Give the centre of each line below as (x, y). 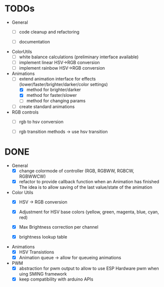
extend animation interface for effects (57, 79)
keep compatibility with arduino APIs (56, 279)
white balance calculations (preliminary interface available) (79, 57)
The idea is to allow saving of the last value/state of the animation (86, 187)
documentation (34, 42)
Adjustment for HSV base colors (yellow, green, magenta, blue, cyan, (89, 212)
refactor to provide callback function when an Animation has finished (89, 181)
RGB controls (25, 112)
